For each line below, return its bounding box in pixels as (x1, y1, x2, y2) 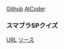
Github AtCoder (6, 5, 46, 12)
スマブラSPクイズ (6, 21, 58, 30)
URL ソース (6, 36, 35, 44)
